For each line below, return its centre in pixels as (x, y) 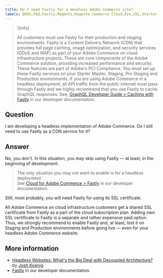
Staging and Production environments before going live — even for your (77, 228)
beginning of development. (32, 164)
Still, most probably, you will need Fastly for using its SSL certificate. (73, 198)
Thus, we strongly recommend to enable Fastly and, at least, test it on (75, 223)
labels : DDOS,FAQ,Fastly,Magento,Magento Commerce (57, 14)
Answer (17, 147)
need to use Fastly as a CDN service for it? (48, 131)
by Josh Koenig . (28, 265)
